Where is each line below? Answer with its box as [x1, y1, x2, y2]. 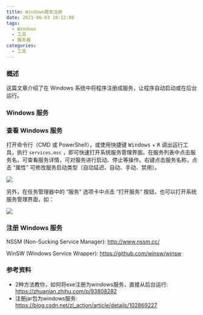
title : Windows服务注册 [6, 8, 62, 15]
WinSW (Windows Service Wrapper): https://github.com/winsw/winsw [6, 250, 182, 257]
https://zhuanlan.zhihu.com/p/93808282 [15, 287, 117, 294]
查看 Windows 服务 [6, 126, 62, 134]
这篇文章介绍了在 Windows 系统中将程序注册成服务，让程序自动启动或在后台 [6, 84, 197, 91]
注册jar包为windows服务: [15, 294, 78, 302]
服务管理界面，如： [6, 196, 55, 203]
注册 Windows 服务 [6, 224, 62, 232]
